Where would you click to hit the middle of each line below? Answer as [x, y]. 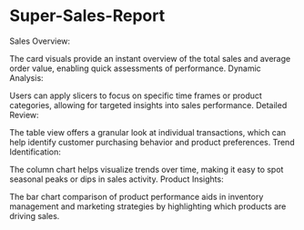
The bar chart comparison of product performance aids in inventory [137, 196]
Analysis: [26, 77]
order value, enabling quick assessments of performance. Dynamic [135, 68]
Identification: [35, 152]
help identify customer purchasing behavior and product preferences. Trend [152, 142]
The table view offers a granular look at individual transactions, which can [148, 132]
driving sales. [35, 215]
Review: [24, 115]
